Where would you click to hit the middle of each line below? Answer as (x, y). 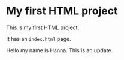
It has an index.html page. (39, 39)
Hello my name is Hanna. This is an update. (60, 50)
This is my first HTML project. (43, 27)
